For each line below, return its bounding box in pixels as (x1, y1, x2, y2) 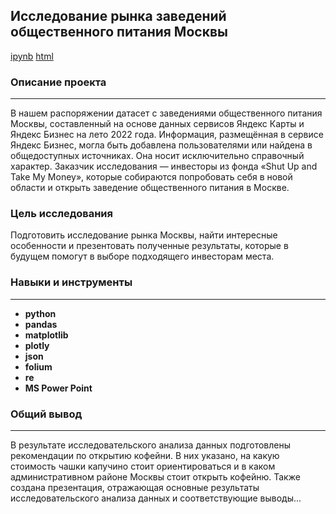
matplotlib (24, 329, 69, 341)
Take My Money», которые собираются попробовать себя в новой (10, 171, 293, 183)
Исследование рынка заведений (10, 8, 227, 25)
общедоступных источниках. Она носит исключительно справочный (10, 150, 305, 162)
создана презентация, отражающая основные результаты (10, 482, 260, 493)
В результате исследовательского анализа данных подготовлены (10, 439, 292, 451)
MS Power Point (24, 382, 93, 394)
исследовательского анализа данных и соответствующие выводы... (10, 492, 302, 504)
